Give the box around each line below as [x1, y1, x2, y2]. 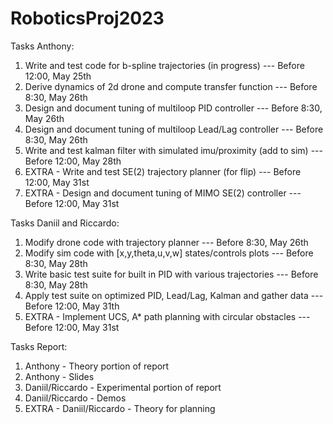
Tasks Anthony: [10, 40, 75, 52]
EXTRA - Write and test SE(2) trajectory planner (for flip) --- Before [24, 165, 302, 177]
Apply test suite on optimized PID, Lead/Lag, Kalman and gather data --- [24, 289, 324, 301]
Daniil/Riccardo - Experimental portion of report [24, 381, 222, 393]
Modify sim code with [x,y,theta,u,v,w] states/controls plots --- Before [24, 247, 314, 259]
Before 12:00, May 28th [24, 155, 122, 167]
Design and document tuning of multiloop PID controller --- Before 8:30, [24, 102, 323, 114]
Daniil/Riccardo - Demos [24, 392, 127, 404]
